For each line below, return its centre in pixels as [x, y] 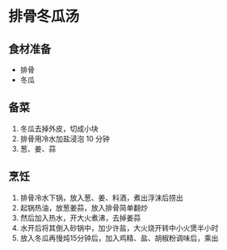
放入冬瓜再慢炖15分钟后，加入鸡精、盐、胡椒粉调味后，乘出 [119, 238]
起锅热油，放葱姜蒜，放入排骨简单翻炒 [84, 207]
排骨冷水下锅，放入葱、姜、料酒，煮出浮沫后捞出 [101, 198]
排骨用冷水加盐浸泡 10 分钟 [65, 139]
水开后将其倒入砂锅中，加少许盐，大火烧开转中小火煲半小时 [119, 227]
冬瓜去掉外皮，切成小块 [59, 128]
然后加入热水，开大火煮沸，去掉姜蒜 [80, 218]
